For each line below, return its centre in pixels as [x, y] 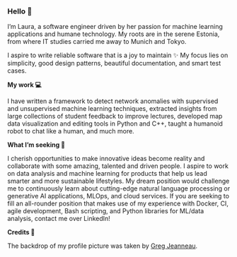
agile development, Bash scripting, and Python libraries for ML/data [106, 211]
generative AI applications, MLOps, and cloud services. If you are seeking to [118, 196]
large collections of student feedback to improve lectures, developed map [115, 116]
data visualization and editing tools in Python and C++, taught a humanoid [115, 124]
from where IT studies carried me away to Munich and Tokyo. [97, 42]
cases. [17, 71]
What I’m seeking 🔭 [36, 145]
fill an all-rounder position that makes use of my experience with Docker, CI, [118, 203]
